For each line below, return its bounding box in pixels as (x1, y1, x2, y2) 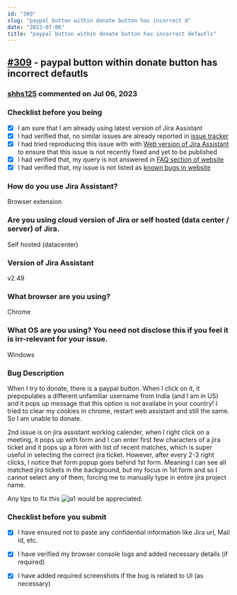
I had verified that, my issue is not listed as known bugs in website (17, 164, 211, 172)
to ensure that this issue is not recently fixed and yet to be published (17, 148, 218, 157)
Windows (7, 350, 35, 358)
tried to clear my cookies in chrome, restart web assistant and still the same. (7, 407, 230, 415)
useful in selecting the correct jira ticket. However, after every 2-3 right (7, 450, 214, 459)
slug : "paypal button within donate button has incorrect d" (7, 17, 192, 24)
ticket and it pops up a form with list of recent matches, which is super (7, 443, 212, 451)
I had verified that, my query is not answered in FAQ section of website (17, 155, 224, 164)
